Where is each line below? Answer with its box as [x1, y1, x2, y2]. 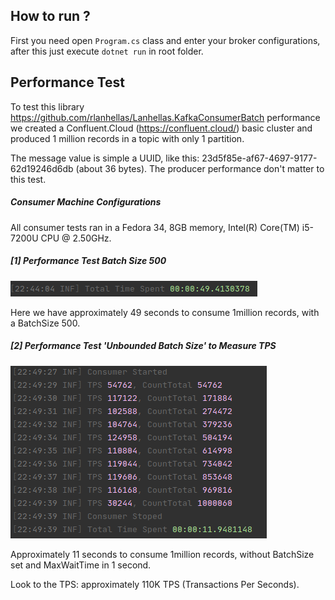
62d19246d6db [10, 162, 74, 174]
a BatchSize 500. [10, 317, 81, 329]
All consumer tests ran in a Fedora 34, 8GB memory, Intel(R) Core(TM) [10, 221, 300, 233]
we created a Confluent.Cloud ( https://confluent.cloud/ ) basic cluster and [10, 122, 313, 134]
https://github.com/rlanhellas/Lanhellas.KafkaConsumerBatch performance [10, 111, 321, 123]
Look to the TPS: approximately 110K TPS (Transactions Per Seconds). [10, 578, 300, 590]
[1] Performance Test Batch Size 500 [10, 255, 167, 267]
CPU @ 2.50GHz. [40, 232, 112, 244]
